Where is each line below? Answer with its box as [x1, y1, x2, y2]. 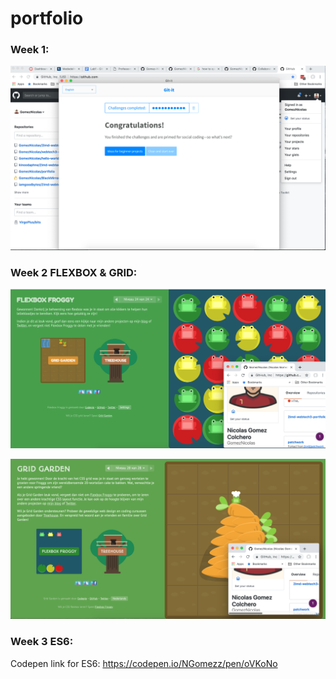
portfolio [10, 7, 84, 30]
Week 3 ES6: [10, 635, 74, 649]
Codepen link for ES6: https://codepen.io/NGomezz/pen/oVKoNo [10, 657, 278, 669]
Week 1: [10, 43, 50, 57]
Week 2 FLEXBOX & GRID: [10, 265, 138, 279]
